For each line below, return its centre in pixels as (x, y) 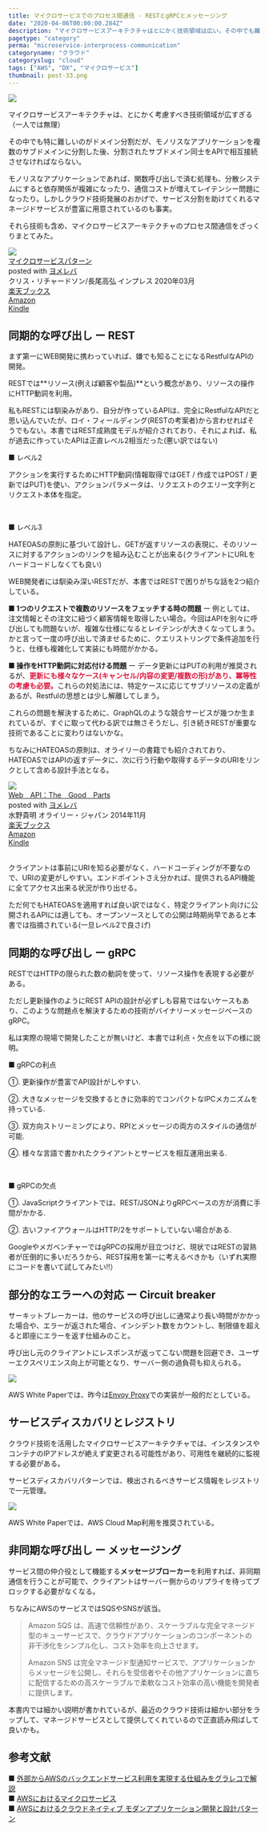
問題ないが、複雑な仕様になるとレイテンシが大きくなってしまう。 (151, 629)
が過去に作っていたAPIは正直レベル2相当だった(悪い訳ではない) (113, 440)
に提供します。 (52, 1692)
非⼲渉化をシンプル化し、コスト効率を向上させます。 (115, 1645)
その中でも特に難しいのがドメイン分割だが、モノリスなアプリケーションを (131, 141)
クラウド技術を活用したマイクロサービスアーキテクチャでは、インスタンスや (134, 1443)
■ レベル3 (25, 527)
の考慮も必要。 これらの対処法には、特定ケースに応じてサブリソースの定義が (134, 686)
